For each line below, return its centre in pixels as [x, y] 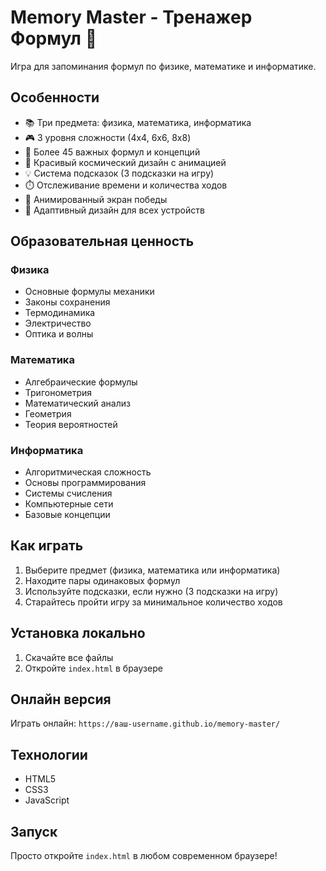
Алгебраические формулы [81, 382]
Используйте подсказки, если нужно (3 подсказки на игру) [151, 591]
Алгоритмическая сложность [88, 472]
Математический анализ [77, 403]
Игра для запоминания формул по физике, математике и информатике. [163, 66]
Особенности [55, 97]
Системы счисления [68, 493]
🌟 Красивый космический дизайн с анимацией [125, 162]
